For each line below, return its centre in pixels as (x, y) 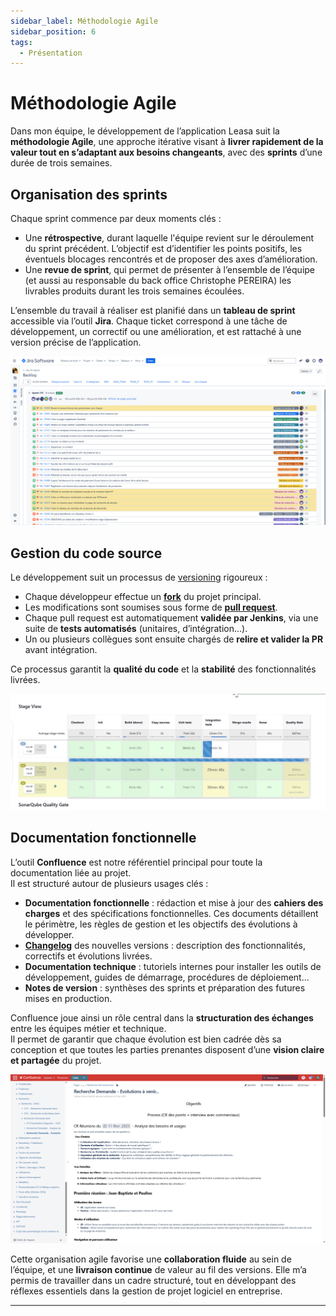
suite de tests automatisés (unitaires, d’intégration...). (136, 629)
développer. (49, 934)
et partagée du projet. (56, 1060)
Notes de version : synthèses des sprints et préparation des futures (165, 987)
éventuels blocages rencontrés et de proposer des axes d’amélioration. (171, 259)
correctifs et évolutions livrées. (88, 956)
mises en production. (68, 998)
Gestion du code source (86, 553)
